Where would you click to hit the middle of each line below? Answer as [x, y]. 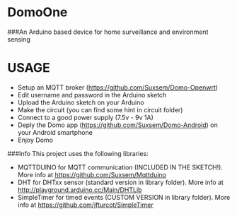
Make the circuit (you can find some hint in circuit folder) [100, 109]
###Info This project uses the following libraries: [78, 153]
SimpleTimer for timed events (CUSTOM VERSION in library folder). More [124, 197]
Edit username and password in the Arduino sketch [92, 95]
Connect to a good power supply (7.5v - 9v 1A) [86, 117]
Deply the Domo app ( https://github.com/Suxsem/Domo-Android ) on [117, 125]
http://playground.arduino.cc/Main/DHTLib [80, 190]
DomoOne [37, 12]
